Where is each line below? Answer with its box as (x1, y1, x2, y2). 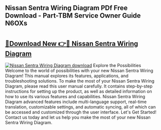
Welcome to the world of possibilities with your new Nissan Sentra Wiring (5, 68, 154, 73)
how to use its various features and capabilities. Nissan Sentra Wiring (5, 94, 146, 99)
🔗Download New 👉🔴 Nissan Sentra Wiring (5, 39, 138, 48)
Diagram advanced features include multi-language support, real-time (5, 99, 147, 105)
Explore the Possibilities (93, 63, 141, 68)
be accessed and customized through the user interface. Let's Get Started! (5, 109, 157, 115)
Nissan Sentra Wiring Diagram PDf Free (5, 4, 128, 12)
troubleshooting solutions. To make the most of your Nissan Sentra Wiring (5, 78, 155, 84)
